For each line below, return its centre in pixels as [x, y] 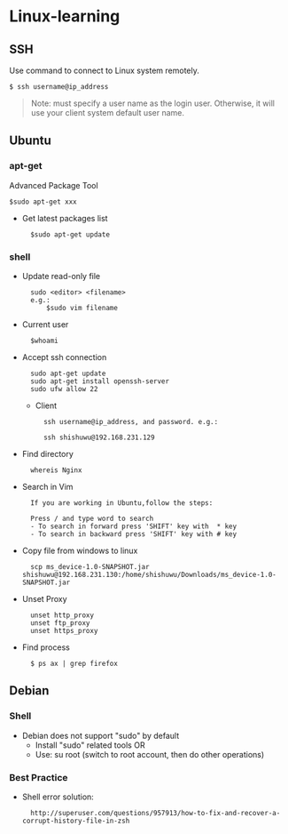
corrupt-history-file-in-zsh [76, 821]
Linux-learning [65, 16]
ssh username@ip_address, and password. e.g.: [131, 421]
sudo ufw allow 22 [64, 389]
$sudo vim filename [82, 308]
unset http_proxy [62, 615]
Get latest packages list [65, 218]
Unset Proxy [45, 598]
